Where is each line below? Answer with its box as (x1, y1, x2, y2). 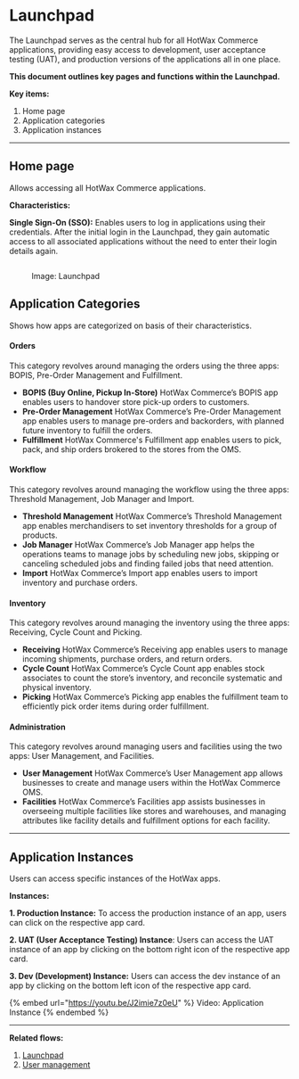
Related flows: (9, 1033, 64, 1043)
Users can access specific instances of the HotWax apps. (9, 873, 221, 884)
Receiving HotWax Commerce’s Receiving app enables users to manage (21, 644, 288, 655)
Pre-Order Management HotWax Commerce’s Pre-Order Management (21, 406, 282, 416)
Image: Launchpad (31, 270, 101, 281)
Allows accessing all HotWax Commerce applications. (9, 182, 206, 193)
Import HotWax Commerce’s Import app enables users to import (21, 567, 258, 578)
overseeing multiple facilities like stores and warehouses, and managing (21, 806, 287, 817)
